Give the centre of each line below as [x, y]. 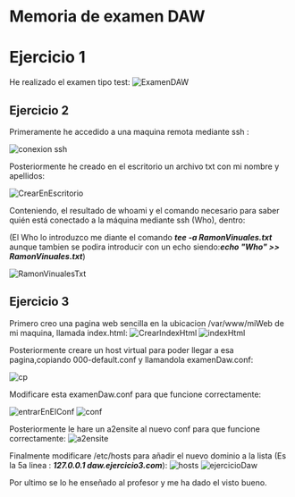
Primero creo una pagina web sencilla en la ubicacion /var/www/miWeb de [147, 323]
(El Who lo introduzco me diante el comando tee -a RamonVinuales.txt [141, 237]
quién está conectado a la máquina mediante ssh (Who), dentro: [127, 220]
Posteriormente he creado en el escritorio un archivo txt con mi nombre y [144, 166]
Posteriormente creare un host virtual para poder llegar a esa [122, 350]
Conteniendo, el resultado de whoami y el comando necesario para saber [144, 210]
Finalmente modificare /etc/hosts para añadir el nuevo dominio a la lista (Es [148, 455]
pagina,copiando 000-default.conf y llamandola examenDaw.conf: [131, 359]
